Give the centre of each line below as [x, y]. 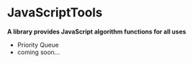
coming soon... [38, 52]
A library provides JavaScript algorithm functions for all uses [97, 32]
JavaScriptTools [55, 13]
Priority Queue [38, 45]
